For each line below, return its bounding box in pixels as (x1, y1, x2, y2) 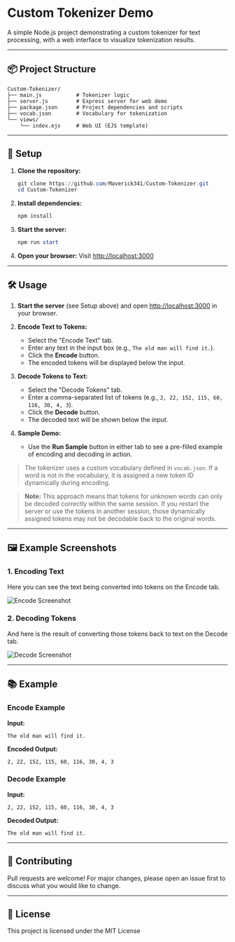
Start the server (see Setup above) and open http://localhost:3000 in (17, 301, 218, 310)
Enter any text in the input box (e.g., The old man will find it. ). (27, 343, 215, 352)
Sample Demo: (17, 429, 62, 437)
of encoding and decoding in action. (27, 450, 133, 458)
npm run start (17, 239, 59, 246)
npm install (17, 212, 52, 220)
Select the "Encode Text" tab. (27, 336, 113, 344)
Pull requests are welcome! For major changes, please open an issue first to (7, 874, 226, 882)
